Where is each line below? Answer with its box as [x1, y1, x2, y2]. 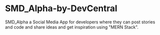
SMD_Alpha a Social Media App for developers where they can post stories [5, 19, 156, 25]
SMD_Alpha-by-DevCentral [5, 3, 118, 14]
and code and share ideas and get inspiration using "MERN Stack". [5, 24, 139, 30]
